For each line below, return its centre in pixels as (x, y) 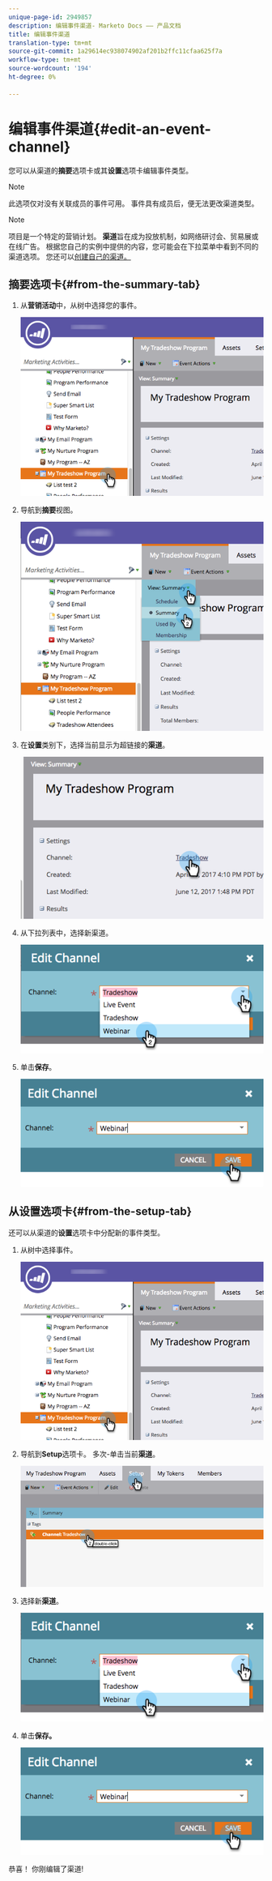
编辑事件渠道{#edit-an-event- (110, 129)
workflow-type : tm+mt (45, 60)
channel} (40, 147)
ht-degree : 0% (32, 77)
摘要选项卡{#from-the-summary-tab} (104, 284)
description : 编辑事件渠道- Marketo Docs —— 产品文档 (95, 26)
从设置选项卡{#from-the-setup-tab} (100, 1212)
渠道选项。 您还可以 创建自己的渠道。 (70, 256)
